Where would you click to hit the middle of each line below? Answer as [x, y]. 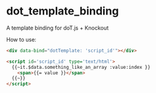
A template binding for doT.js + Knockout [58, 28]
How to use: [21, 39]
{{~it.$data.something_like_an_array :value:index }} [81, 67]
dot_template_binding [63, 11]
